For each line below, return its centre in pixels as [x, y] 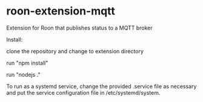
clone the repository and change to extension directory [75, 51]
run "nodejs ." [23, 74]
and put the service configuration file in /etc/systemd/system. [83, 92]
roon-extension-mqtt [61, 11]
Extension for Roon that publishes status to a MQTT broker [79, 28]
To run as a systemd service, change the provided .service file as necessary [101, 86]
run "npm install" [27, 63]
